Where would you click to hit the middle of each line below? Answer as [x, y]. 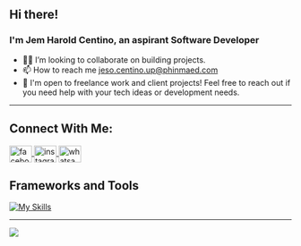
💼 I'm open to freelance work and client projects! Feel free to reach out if [156, 82]
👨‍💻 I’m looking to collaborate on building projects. [114, 59]
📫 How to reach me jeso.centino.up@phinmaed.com [120, 70]
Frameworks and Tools [74, 186]
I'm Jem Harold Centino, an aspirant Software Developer [134, 40]
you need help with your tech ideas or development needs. [131, 92]
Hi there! [34, 15]
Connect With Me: [61, 129]
